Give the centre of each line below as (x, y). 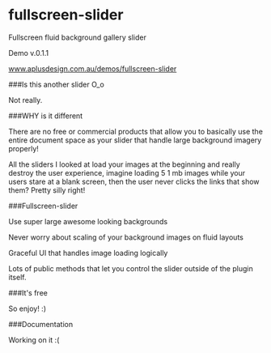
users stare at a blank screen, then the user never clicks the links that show (134, 181)
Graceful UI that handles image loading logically (88, 253)
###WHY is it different (46, 116)
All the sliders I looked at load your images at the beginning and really (124, 164)
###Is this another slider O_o (57, 84)
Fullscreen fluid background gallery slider (78, 37)
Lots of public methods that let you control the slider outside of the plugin (131, 268)
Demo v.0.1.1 (29, 53)
